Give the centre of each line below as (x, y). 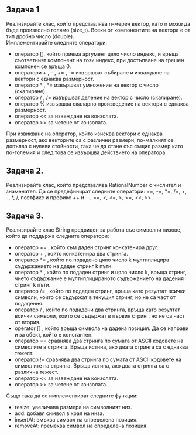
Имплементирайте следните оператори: (56, 42)
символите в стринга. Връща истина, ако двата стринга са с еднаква (101, 347)
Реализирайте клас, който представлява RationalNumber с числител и (94, 185)
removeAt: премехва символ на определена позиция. (81, 426)
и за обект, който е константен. (54, 335)
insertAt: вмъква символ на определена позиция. (76, 420)
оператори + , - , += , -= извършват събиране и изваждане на (92, 72)
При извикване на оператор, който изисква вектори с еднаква (84, 134)
